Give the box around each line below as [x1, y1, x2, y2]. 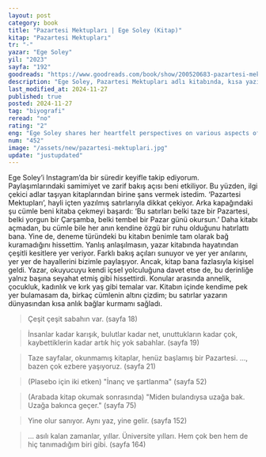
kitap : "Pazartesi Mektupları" [8, 33, 112, 42]
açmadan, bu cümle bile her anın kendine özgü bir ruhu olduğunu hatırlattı [8, 223, 249, 233]
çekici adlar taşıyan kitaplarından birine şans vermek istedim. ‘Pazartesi [8, 190, 241, 199]
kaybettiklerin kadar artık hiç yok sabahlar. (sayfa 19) [27, 338, 200, 348]
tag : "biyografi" [8, 108, 66, 115]
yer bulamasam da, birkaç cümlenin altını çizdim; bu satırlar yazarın [8, 290, 228, 300]
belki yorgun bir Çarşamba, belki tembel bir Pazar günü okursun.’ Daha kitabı [8, 215, 258, 225]
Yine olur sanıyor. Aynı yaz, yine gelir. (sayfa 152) [27, 416, 188, 425]
